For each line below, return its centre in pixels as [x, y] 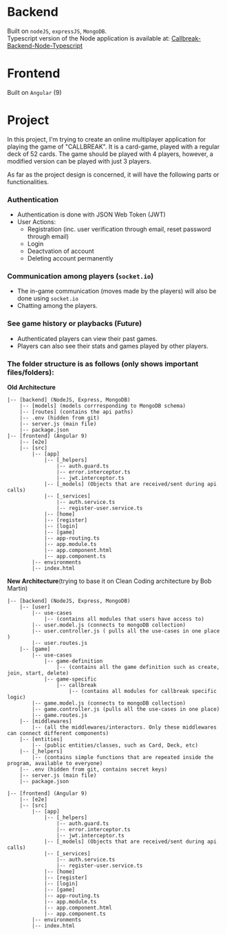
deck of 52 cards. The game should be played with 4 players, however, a [110, 154]
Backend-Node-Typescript [45, 45]
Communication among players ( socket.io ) [80, 276]
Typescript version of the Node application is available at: [89, 38]
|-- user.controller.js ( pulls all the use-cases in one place [126, 631]
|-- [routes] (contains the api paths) [77, 412]
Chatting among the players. [57, 306]
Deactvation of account [61, 251]
